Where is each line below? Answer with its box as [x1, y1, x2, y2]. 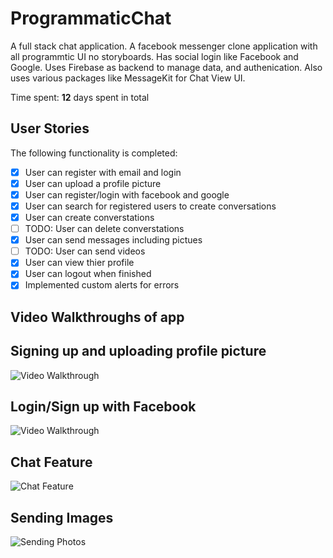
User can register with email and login [24, 166, 182, 178]
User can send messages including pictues [24, 234, 203, 246]
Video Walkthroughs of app [10, 308, 185, 326]
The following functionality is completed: [10, 147, 178, 159]
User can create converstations [24, 212, 155, 223]
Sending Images [10, 509, 114, 526]
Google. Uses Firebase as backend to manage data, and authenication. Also [10, 61, 323, 73]
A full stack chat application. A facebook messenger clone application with [10, 40, 318, 52]
